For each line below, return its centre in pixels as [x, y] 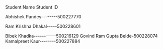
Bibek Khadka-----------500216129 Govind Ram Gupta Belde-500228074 [81, 36]
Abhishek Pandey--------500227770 [43, 17]
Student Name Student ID [32, 7]
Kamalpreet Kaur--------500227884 [43, 41]
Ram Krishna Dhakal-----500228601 [43, 26]
